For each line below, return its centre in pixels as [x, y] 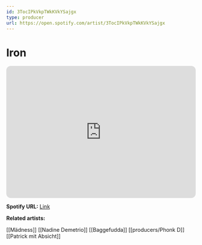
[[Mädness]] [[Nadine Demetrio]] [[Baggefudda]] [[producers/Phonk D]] [96, 230]
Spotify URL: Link [28, 207]
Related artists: [26, 218]
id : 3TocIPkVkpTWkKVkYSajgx [41, 12]
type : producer [25, 17]
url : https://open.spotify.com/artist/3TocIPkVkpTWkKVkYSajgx [86, 23]
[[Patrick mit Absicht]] [34, 236]
